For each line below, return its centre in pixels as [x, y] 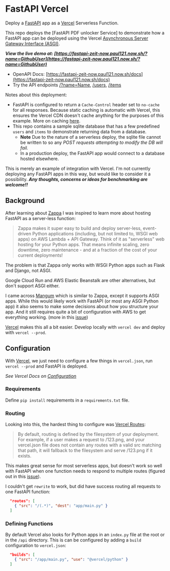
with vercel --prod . [26, 332]
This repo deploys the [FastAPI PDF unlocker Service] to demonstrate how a [85, 33]
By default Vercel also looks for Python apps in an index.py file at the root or [85, 535]
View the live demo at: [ [31, 53]
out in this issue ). [23, 476]
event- [150, 228]
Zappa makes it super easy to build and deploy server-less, [80, 228]
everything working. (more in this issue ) [47, 317]
